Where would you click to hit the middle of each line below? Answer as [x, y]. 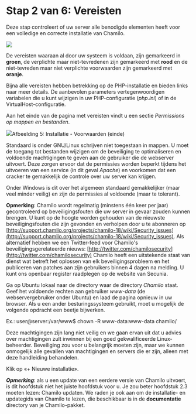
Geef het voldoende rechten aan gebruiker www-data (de [76, 291]
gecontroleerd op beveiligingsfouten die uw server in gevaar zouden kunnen [98, 211]
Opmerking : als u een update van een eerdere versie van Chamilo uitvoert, [97, 380]
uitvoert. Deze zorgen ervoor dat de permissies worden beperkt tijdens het [96, 164]
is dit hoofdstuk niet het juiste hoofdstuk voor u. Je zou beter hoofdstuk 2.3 [97, 386]
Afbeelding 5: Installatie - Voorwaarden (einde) [68, 134]
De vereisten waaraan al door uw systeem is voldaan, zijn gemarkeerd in [93, 55]
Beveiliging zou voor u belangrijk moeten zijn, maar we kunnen [109, 345]
